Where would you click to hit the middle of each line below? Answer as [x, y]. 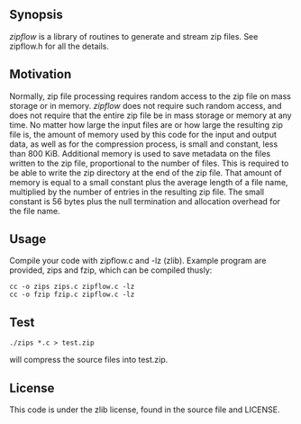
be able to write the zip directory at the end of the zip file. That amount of [146, 172]
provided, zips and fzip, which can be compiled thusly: [111, 270]
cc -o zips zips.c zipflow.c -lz [72, 287]
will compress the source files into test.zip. [89, 360]
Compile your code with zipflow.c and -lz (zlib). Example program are [138, 261]
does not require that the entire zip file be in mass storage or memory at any [150, 115]
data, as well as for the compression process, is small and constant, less [144, 144]
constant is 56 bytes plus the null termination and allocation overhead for [145, 201]
